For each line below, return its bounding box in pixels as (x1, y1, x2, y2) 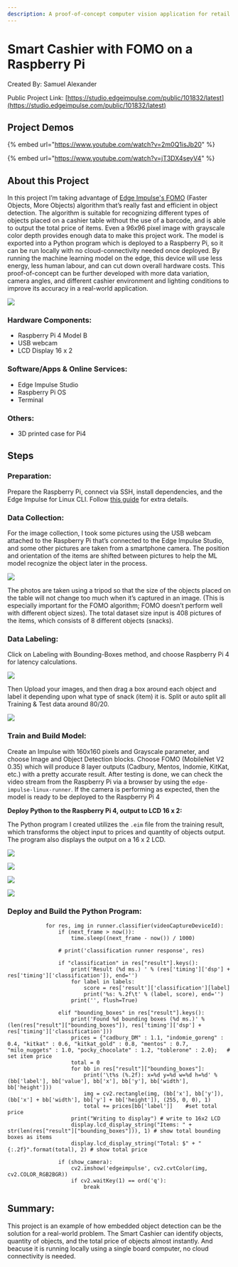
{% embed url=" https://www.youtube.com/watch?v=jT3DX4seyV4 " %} (7, 154, 215, 163)
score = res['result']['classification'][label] (83, 984, 231, 991)
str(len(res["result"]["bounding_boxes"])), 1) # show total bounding (7, 1127, 221, 1134)
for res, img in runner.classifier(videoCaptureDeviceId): (45, 922, 224, 929)
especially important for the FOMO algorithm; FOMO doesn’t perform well (7, 601, 222, 610)
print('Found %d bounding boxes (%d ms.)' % (70, 1015, 205, 1023)
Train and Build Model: (7, 731, 87, 741)
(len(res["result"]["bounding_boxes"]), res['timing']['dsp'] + (7, 1021, 202, 1029)
